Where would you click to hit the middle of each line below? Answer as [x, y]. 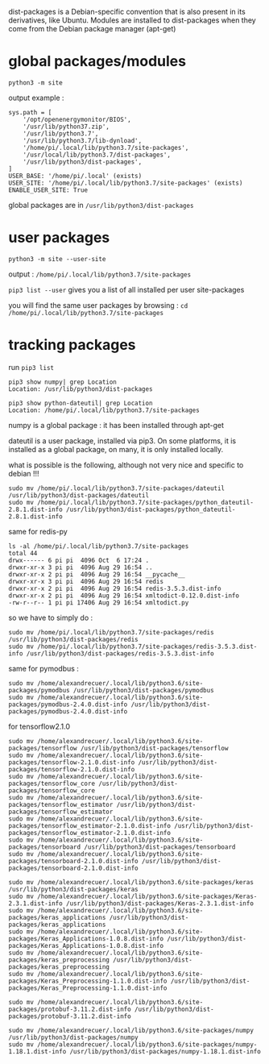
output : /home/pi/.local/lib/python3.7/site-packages [100, 274]
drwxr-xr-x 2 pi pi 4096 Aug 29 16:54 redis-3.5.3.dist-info [115, 588]
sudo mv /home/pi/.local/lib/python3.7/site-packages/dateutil [117, 488]
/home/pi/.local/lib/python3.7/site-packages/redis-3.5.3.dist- [147, 646]
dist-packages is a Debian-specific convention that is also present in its [127, 12]
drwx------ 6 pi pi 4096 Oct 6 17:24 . [79, 560]
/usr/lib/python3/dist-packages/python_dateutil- [151, 509]
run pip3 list [31, 367]
